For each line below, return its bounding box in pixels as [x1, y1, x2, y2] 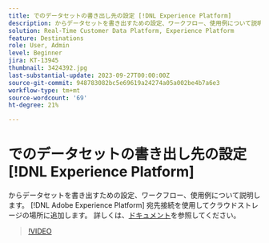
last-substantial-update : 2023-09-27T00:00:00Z [8, 71, 171, 79]
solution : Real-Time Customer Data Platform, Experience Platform [8, 26, 235, 34]
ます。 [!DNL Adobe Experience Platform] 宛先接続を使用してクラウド [8, 200, 238, 210]
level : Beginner [8, 49, 62, 57]
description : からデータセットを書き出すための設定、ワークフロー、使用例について [8, 19, 251, 27]
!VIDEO [27, 226, 52, 237]
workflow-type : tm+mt [8, 86, 81, 95]
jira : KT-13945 [8, 57, 59, 65]
